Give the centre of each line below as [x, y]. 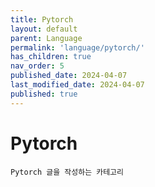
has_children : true [51, 57]
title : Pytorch [42, 19]
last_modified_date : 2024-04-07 [77, 85]
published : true [44, 94]
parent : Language [46, 38]
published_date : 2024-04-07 [69, 76]
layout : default [44, 29]
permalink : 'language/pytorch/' [77, 47]
